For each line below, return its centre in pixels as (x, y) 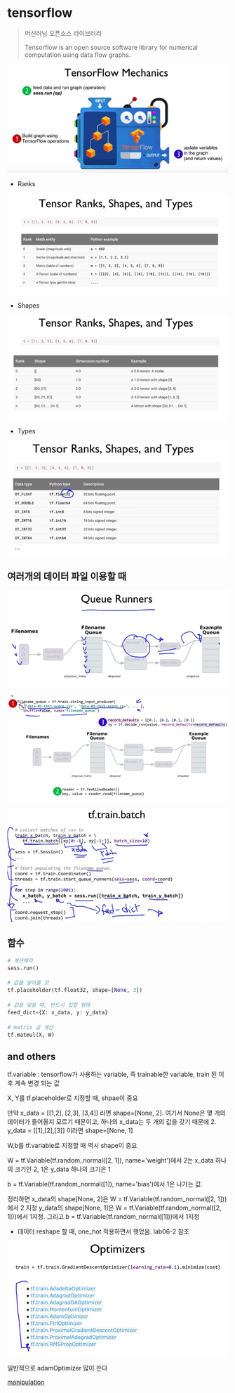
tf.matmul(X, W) (31, 1035)
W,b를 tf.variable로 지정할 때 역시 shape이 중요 (72, 1146)
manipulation (26, 1382)
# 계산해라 (20, 960)
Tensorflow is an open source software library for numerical (111, 47)
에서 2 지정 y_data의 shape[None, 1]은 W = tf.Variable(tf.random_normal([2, (115, 1208)
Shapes (28, 306)
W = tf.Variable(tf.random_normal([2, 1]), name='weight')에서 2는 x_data (110, 1160)
